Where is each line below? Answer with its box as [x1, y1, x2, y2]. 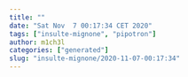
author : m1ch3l [9, 37, 66, 47]
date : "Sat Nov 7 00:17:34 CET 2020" [9, 21, 153, 30]
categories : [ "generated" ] [9, 46, 109, 55]
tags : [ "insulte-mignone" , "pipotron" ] [9, 29, 157, 38]
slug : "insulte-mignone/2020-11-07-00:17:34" [9, 54, 180, 63]
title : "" [9, 12, 46, 22]
